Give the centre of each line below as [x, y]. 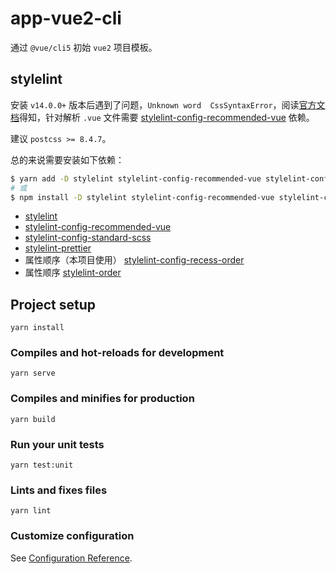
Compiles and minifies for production [102, 399]
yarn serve [33, 373]
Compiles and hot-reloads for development [117, 353]
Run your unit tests [57, 444]
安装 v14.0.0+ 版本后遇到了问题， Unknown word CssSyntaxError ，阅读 [155, 104]
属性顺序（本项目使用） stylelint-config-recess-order [134, 260]
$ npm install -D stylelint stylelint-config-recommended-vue [142, 197]
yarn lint [31, 511]
